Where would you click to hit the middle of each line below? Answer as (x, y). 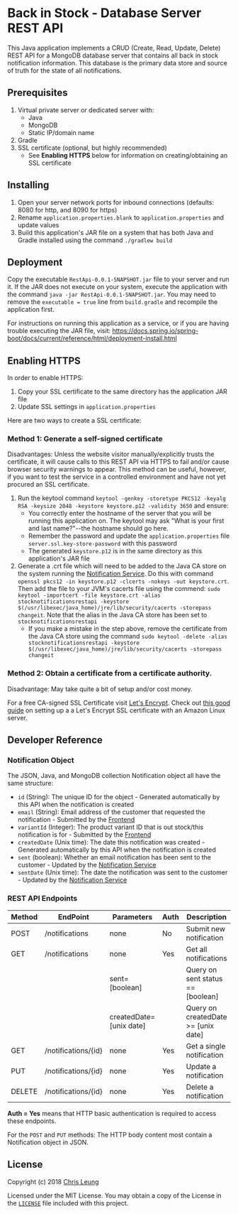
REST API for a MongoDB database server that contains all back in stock (113, 55)
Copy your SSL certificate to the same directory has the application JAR (123, 391)
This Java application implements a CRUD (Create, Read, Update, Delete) (114, 48)
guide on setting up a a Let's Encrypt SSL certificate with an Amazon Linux (116, 710)
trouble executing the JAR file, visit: (59, 331)
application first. (31, 310)
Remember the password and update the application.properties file (129, 536)
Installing (28, 185)
